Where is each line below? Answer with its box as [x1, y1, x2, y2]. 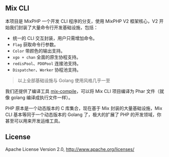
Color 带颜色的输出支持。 [12, 47, 66, 54]
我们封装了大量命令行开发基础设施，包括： [9, 24, 98, 30]
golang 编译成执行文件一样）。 [11, 94, 73, 100]
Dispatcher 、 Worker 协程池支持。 [12, 67, 82, 73]
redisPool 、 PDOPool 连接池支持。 [12, 60, 82, 66]
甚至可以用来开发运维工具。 [5, 118, 63, 124]
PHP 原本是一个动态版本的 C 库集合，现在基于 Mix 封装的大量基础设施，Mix [5, 105, 162, 111]
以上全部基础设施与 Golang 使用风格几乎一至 [17, 77, 110, 83]
